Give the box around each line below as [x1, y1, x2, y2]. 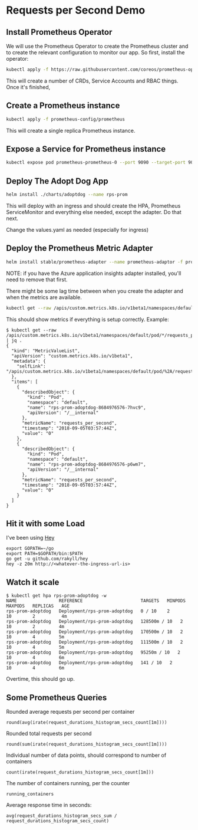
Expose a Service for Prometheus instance [6, 144, 166, 154]
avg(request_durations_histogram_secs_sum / [6, 812, 117, 819]
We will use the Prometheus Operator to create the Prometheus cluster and [6, 42, 189, 50]
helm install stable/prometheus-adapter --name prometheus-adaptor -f [6, 259, 183, 265]
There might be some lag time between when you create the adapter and [6, 287, 184, 294]
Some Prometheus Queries [6, 693, 107, 703]
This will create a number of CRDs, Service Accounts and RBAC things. [6, 77, 179, 84]
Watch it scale [6, 577, 60, 587]
